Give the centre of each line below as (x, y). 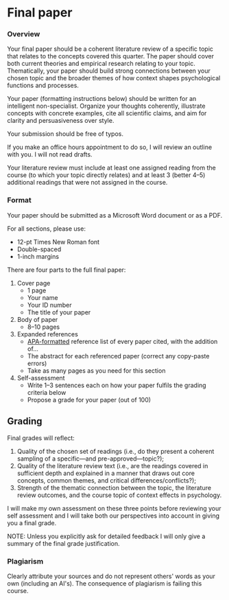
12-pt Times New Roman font (58, 242)
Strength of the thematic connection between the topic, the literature (114, 487)
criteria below (47, 392)
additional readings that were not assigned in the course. (87, 183)
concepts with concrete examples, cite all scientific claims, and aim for (107, 113)
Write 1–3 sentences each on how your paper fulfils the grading (117, 385)
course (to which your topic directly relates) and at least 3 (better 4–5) (106, 175)
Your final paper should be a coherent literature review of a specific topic (110, 49)
